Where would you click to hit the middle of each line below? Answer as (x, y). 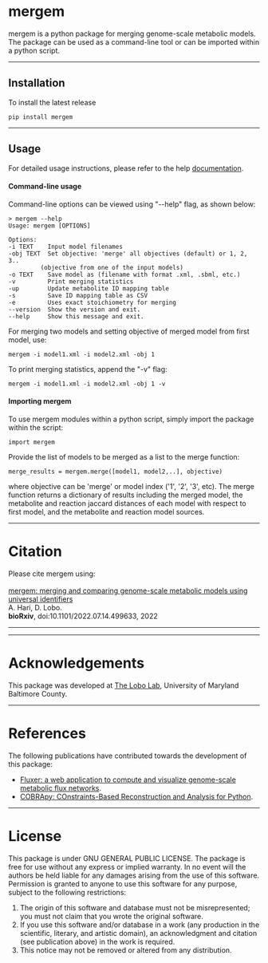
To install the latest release (52, 102)
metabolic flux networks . (61, 787)
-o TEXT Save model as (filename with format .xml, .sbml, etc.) (124, 274)
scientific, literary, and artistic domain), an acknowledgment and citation (138, 933)
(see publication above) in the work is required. (97, 941)
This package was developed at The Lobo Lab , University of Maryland (124, 685)
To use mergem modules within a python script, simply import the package (131, 419)
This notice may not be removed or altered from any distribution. (126, 950)
